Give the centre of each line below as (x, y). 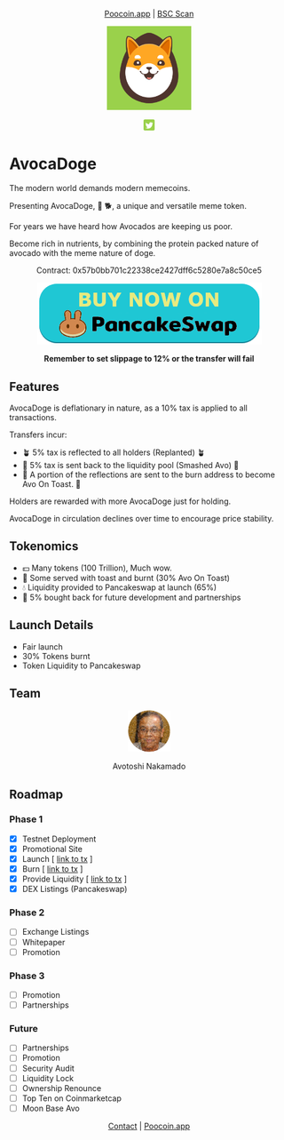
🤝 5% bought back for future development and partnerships (131, 597)
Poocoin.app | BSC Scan (149, 14)
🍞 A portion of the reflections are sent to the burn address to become (148, 474)
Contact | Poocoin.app (149, 1126)
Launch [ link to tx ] (57, 858)
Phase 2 (27, 913)
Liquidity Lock (47, 1078)
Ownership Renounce (62, 1088)
